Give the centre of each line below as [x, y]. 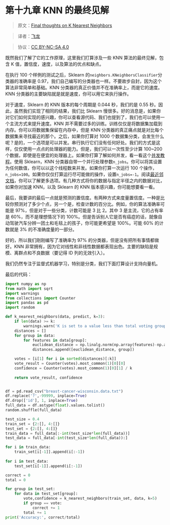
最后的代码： [18, 274]
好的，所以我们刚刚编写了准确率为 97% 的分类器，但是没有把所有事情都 [80, 240]
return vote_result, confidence [48, 378]
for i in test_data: [27, 461]
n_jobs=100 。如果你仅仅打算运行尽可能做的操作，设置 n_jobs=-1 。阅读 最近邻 [84, 174]
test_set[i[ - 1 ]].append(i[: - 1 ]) [48, 466]
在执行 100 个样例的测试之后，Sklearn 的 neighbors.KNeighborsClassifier [81, 74]
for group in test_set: [30, 489]
